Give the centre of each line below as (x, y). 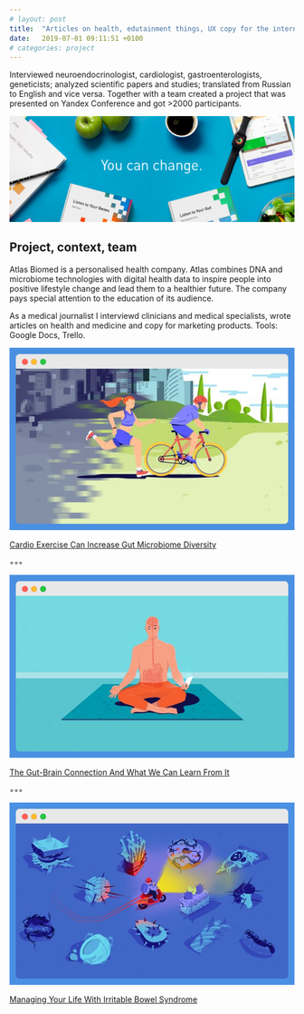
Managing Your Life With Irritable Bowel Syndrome (104, 1000)
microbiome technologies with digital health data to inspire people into (140, 279)
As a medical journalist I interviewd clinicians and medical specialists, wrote (150, 315)
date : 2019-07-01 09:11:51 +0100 (76, 38)
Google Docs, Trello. (47, 334)
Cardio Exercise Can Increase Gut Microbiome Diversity (113, 545)
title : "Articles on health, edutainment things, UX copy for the (139, 29)
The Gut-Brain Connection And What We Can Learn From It (119, 772)
